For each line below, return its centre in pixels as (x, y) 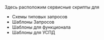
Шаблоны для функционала (41, 27)
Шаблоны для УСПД (33, 32)
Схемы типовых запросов (40, 17)
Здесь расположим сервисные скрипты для (52, 7)
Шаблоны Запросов (33, 22)
